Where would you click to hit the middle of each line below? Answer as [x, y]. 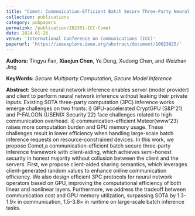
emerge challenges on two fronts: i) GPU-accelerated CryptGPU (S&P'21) [94, 108]
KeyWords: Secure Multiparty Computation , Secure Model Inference [89, 78]
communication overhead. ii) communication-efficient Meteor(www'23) [92, 121]
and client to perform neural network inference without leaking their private [97, 96]
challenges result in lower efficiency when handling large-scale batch [90, 133]
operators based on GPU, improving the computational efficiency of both [94, 183]
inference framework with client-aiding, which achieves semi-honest [89, 152]
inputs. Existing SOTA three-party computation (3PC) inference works [90, 102]
